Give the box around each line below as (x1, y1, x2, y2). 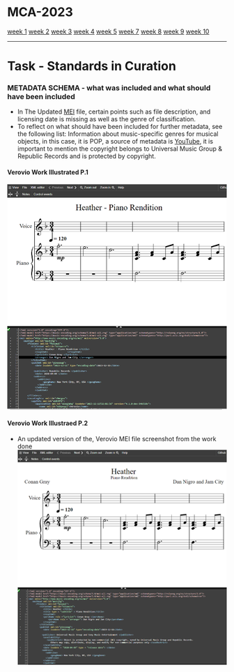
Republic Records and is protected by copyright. (17, 152, 157, 160)
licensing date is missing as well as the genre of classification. (17, 115, 196, 123)
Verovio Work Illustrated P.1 (7, 168, 88, 176)
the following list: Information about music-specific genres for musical (17, 130, 219, 138)
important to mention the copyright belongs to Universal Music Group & (17, 144, 223, 153)
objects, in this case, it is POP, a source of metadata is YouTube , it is (17, 137, 214, 146)
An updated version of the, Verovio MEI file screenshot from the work (17, 434, 217, 443)
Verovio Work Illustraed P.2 (7, 419, 88, 427)
